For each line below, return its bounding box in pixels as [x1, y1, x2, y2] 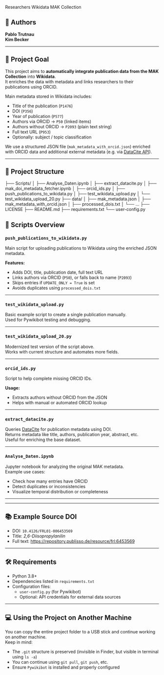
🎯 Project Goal [5, 55, 49, 64]
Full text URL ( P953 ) [12, 129, 51, 135]
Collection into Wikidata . [5, 73, 56, 79]
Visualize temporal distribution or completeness [12, 489, 108, 494]
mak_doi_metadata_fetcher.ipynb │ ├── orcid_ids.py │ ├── [5, 186, 125, 191]
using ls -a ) [12, 654, 38, 660]
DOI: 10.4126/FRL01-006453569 [12, 528, 73, 534]
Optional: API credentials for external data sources [19, 594, 121, 600]
